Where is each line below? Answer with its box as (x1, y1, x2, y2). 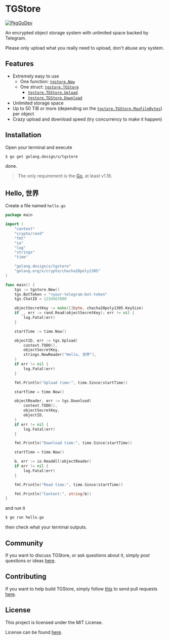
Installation (5, 131, 41, 139)
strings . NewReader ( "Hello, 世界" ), (23, 352, 97, 357)
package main (5, 212, 33, 218)
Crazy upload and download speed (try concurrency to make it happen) (12, 116, 162, 122)
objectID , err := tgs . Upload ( (14, 338, 78, 343)
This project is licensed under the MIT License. (5, 619, 103, 625)
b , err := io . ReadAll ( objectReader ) (14, 459, 92, 464)
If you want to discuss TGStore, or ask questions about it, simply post (5, 552, 150, 558)
